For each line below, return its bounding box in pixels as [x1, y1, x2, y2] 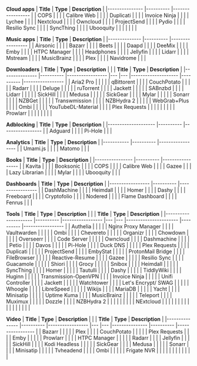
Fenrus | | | [6, 199, 32, 206]
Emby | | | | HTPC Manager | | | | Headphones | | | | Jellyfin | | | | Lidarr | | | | [6, 48, 189, 55]
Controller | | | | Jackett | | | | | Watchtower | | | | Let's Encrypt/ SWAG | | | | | [6, 280, 189, 286]
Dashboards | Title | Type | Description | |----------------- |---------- [6, 180, 177, 187]
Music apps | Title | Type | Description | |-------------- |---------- [6, 36, 169, 42]
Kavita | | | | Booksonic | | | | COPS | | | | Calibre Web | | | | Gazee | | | [25, 162, 192, 169]
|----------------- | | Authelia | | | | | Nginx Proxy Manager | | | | [21, 223, 174, 229]
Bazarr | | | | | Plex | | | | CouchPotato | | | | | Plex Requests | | [42, 328, 189, 335]
